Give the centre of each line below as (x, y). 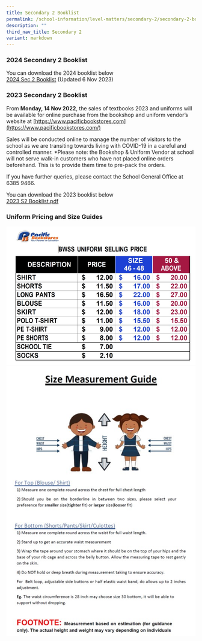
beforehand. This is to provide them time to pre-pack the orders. (86, 165)
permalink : (20, 19)
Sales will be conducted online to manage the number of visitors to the (94, 139)
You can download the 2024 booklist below (60, 73)
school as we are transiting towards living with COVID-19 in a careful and (96, 145)
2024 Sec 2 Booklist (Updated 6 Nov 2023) (60, 80)
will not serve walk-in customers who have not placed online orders (90, 158)
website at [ (21, 121)
